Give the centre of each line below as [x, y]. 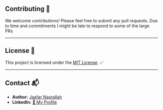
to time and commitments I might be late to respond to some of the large [77, 26]
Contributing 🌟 [28, 9]
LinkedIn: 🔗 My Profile [34, 102]
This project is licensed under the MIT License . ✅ [54, 62]
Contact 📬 [22, 83]
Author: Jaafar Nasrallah [37, 97]
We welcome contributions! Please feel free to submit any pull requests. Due [81, 20]
